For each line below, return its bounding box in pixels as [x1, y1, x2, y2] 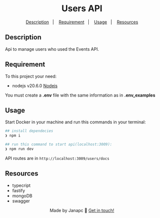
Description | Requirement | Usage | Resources [25, 19, 139, 25]
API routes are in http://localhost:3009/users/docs [5, 155, 110, 161]
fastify [12, 187, 25, 193]
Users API [61, 3, 102, 14]
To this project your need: [5, 73, 57, 79]
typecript [12, 182, 31, 188]
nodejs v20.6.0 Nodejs [12, 82, 58, 88]
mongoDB [12, 193, 33, 198]
